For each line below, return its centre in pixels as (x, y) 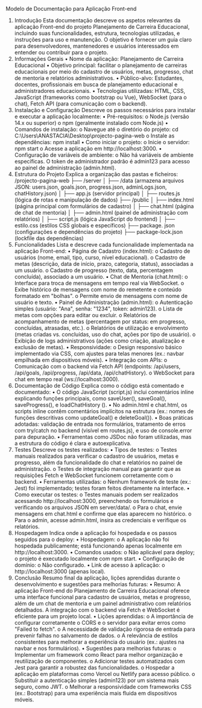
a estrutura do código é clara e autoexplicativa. (73, 443)
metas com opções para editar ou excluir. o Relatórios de (85, 315)
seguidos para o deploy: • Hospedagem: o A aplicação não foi (92, 539)
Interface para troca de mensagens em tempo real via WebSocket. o (99, 283)
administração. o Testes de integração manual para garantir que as (98, 469)
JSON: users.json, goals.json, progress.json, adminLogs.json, (90, 187)
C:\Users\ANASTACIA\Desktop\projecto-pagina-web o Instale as (94, 136)
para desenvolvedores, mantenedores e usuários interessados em (96, 46)
